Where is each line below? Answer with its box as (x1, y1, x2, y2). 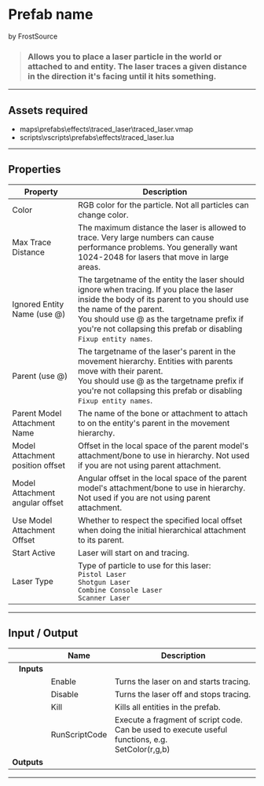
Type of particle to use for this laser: (77, 560, 211, 571)
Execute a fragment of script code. (115, 714, 243, 725)
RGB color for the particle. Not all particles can (77, 199, 249, 210)
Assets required (8, 104, 89, 117)
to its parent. (77, 534, 124, 545)
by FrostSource (8, 31, 58, 41)
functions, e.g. (115, 733, 167, 744)
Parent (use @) (12, 370, 68, 381)
